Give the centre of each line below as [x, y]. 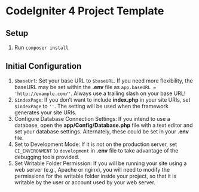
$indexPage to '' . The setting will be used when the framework [91, 106]
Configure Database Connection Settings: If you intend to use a [92, 118]
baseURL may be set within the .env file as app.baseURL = [85, 87]
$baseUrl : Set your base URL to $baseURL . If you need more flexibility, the [103, 80]
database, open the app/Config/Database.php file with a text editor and [103, 125]
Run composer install [41, 47]
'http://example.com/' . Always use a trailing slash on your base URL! [100, 93]
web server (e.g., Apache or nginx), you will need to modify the [92, 169]
